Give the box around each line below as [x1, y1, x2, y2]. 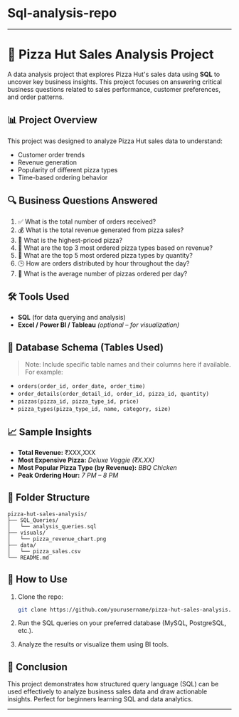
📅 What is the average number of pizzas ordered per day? [17, 269, 188, 278]
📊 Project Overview [7, 114, 97, 126]
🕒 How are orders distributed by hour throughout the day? [17, 258, 190, 268]
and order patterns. [7, 93, 64, 101]
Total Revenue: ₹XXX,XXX [17, 448, 96, 456]
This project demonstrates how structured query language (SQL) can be [7, 680, 219, 689]
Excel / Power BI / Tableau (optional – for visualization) [17, 320, 180, 329]
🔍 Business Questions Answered [7, 194, 158, 207]
